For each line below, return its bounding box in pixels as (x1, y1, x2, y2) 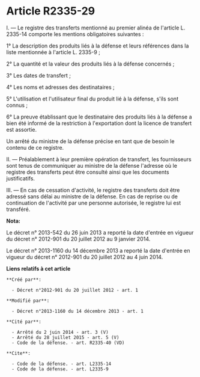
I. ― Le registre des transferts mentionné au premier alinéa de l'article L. (6, 24, 186, 31)
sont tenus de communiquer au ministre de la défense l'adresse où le (6, 162, 177, 169)
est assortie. (6, 126, 37, 133)
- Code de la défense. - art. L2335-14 (11, 361, 112, 367)
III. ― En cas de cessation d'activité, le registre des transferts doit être (6, 186, 180, 194)
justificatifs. (6, 174, 35, 182)
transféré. (6, 206, 31, 213)
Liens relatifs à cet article (6, 265, 71, 272)
